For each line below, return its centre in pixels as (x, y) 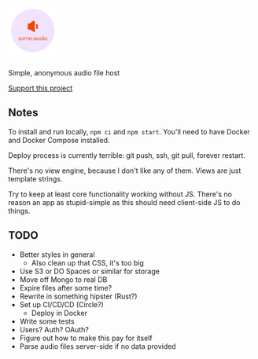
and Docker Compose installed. (59, 140)
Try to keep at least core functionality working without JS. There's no (120, 194)
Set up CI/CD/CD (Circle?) (61, 304)
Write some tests (47, 321)
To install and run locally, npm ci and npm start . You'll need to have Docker (129, 131)
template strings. (35, 178)
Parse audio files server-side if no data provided (98, 346)
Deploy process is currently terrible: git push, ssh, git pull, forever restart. (127, 155)
